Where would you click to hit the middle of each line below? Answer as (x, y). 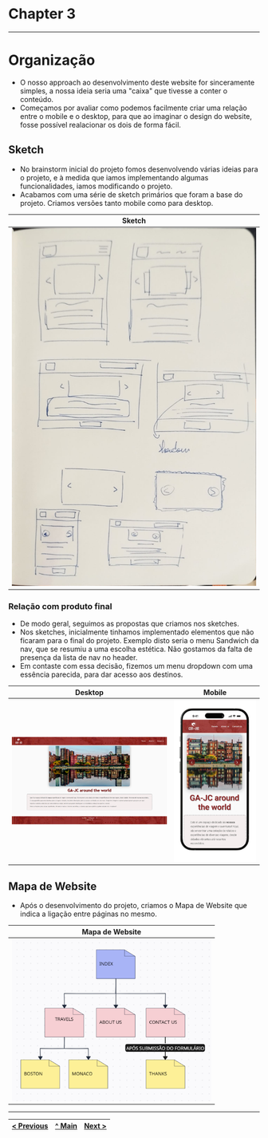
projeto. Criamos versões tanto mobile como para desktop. (116, 203)
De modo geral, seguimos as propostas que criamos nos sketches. (129, 624)
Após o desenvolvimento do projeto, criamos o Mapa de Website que (133, 906)
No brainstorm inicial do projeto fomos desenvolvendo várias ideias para (139, 169)
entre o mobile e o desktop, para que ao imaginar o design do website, (136, 116)
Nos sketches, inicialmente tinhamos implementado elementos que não (137, 632)
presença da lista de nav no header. (79, 658)
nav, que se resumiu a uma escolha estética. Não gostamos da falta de (136, 649)
